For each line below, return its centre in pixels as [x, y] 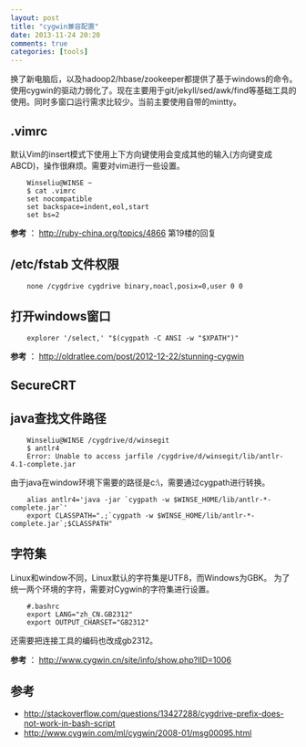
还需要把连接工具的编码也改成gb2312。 [84, 640]
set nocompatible [60, 199]
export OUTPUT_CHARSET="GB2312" [88, 622]
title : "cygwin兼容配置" [55, 26]
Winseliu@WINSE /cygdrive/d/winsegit [98, 440]
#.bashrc [43, 606]
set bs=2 [43, 215]
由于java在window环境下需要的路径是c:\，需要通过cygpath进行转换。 [140, 482]
